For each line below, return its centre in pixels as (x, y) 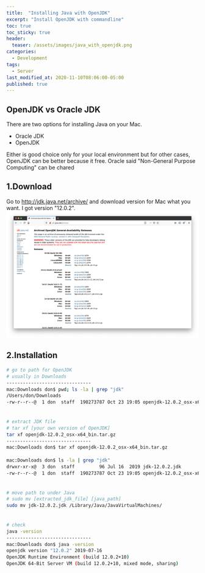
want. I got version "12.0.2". (41, 208)
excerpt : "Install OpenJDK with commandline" (65, 19)
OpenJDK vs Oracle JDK (53, 109)
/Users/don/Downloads (34, 396)
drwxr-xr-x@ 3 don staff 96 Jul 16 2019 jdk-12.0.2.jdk (94, 467)
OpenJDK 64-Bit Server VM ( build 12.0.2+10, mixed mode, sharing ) (92, 564)
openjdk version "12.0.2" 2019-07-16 (54, 551)
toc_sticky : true (28, 32)
